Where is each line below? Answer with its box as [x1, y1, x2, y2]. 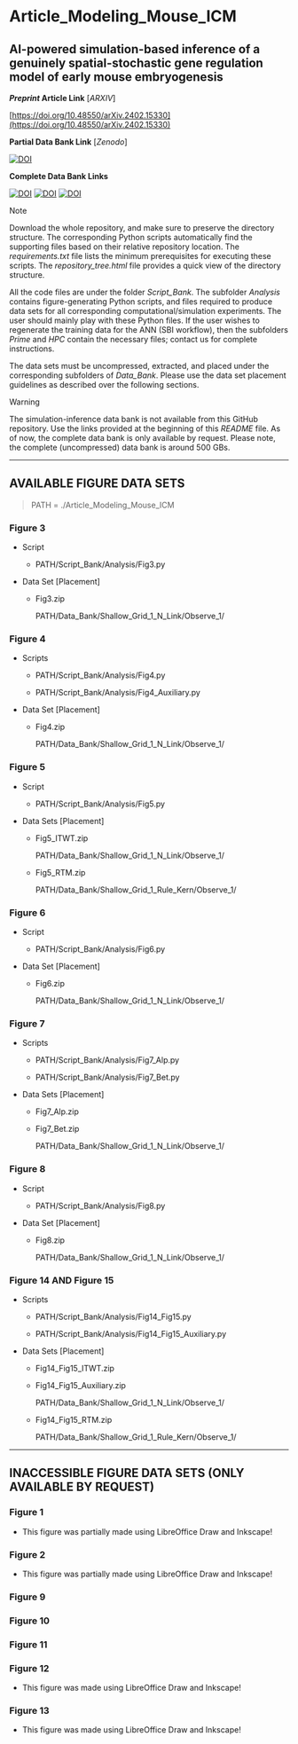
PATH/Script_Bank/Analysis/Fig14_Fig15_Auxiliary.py [35, 1328, 227, 1339]
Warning [9, 397, 40, 407]
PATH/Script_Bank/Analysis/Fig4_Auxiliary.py [35, 687, 201, 698]
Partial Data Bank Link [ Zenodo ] [9, 137, 128, 147]
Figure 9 [9, 1591, 46, 1603]
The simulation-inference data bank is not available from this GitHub [9, 414, 259, 424]
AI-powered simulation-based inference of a [9, 42, 260, 57]
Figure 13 [9, 1704, 51, 1717]
